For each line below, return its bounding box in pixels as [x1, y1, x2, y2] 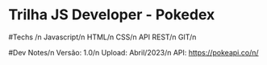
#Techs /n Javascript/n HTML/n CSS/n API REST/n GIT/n [8, 32, 197, 42]
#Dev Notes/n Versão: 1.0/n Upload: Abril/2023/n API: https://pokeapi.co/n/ [8, 47, 260, 57]
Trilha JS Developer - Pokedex [8, 6, 215, 24]
